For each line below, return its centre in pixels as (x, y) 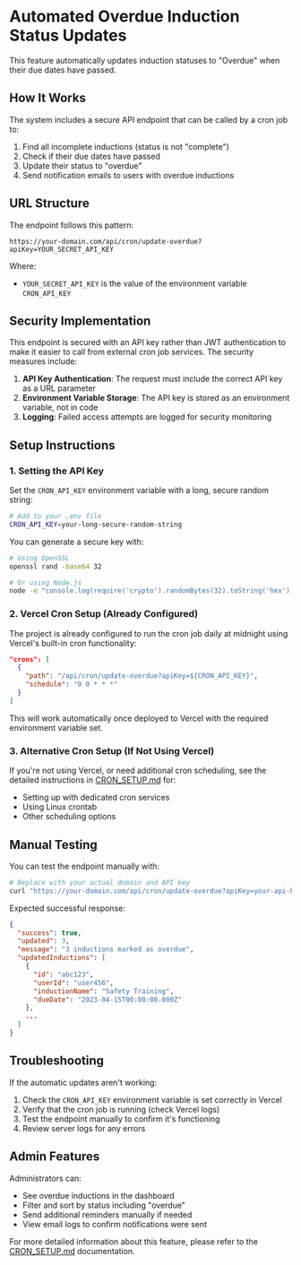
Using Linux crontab (60, 807)
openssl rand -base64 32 (56, 567)
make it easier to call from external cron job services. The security (131, 352)
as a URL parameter (59, 388)
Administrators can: (46, 1178)
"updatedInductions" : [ (61, 958)
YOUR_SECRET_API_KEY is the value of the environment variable (135, 283)
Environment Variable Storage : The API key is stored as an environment (156, 398)
